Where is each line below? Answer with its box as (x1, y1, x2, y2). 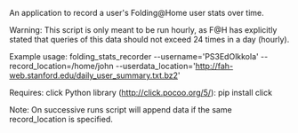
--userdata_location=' (115, 61, 196, 71)
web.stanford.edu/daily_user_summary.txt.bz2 (9, 70, 179, 81)
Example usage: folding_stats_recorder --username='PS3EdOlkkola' (9, 51, 260, 61)
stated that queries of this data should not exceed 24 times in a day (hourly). (9, 35, 290, 44)
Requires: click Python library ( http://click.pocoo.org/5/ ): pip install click (9, 88, 273, 98)
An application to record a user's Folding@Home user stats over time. (9, 8, 264, 18)
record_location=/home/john (9, 61, 114, 71)
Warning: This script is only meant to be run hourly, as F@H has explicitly (9, 25, 278, 35)
